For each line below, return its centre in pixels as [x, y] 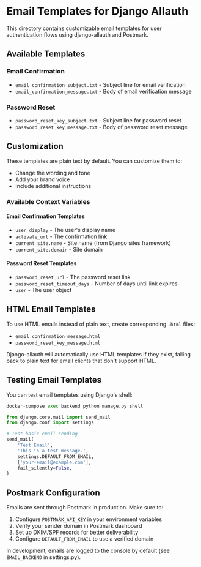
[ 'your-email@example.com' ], [54, 462]
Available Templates [46, 54]
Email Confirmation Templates [46, 216]
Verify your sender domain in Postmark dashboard [79, 526]
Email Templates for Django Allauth [97, 11]
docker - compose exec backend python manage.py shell [75, 406]
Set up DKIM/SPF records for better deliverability [77, 532]
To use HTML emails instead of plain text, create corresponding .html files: [101, 324]
